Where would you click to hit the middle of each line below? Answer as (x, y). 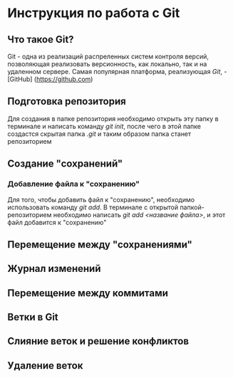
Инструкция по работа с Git (94, 13)
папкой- (192, 207)
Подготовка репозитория (67, 101)
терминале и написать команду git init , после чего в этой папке (104, 126)
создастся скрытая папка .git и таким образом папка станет (99, 134)
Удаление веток (45, 366)
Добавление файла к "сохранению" (74, 184)
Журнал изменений (54, 269)
